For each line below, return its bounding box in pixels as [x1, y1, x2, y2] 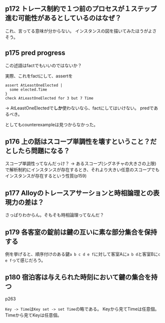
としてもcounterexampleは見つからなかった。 [5, 121, 99, 127]
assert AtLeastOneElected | [5, 83, 63, 88]
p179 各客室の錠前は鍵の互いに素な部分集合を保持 [5, 228, 158, 236]
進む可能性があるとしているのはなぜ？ [5, 14, 122, 22]
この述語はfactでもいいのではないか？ [5, 62, 82, 68]
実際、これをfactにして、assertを [5, 73, 73, 79]
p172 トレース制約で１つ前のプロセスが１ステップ [5, 4, 157, 13]
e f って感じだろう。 [5, 257, 46, 263]
